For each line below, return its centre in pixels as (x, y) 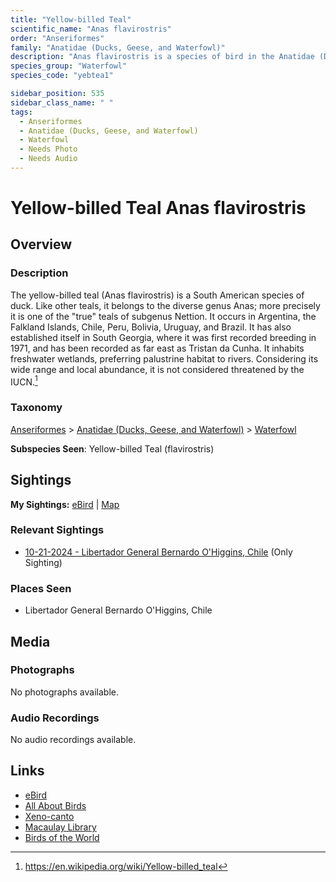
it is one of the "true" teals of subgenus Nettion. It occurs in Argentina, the (163, 316)
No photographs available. (64, 692)
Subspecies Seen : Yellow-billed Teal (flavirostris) (112, 448)
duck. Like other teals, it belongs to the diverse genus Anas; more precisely (165, 305)
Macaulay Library (60, 827)
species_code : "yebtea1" (62, 76)
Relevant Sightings (57, 530)
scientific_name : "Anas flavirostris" (91, 29)
